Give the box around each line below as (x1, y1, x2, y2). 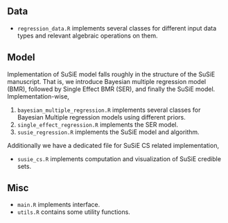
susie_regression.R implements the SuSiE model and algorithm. (17, 128, 200, 136)
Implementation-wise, (7, 92, 69, 100)
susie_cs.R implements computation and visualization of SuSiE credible (17, 154, 222, 163)
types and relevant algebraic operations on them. (17, 31, 158, 40)
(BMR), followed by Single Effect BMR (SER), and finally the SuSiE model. (7, 85, 216, 93)
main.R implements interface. (17, 201, 100, 209)
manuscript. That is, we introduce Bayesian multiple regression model (7, 77, 207, 85)
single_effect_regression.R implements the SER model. (17, 120, 179, 129)
